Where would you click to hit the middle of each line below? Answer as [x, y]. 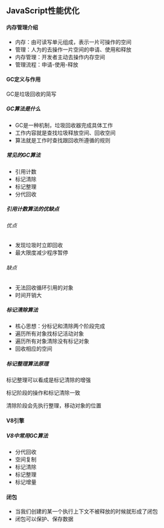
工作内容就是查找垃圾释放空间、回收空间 [65, 133]
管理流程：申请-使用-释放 [46, 64]
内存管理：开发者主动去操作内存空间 [60, 57]
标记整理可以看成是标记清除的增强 [49, 380]
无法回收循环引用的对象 [44, 288]
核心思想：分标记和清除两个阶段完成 [60, 326]
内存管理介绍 [22, 27]
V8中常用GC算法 [27, 435]
